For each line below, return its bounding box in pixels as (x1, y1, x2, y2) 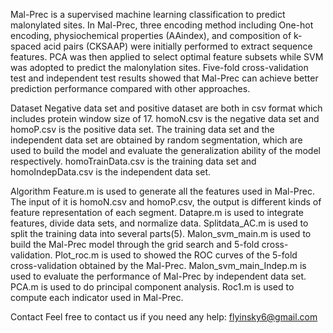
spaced (10, 40, 42, 52)
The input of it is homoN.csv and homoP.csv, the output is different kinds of (10, 196, 322, 208)
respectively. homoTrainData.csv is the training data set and (10, 155, 257, 167)
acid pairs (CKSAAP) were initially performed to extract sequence (43, 40, 313, 52)
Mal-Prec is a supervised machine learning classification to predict (10, 9, 286, 20)
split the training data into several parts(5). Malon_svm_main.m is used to (10, 228, 312, 239)
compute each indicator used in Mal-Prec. (10, 292, 184, 303)
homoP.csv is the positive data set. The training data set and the (10, 124, 275, 135)
